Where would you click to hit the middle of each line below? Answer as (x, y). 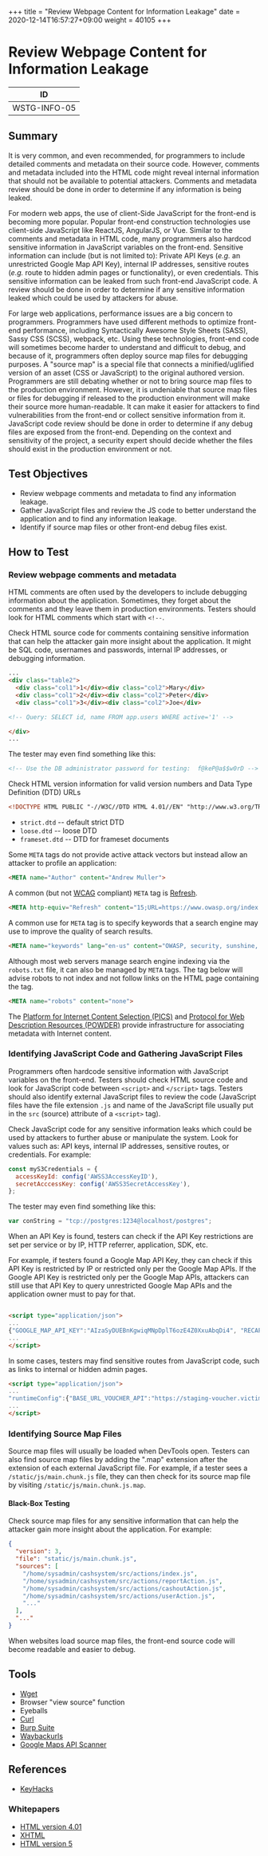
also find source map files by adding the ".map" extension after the (118, 1460)
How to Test (39, 552)
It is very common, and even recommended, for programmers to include (127, 155)
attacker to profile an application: (63, 863)
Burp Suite (37, 1727)
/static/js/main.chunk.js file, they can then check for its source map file (130, 1477)
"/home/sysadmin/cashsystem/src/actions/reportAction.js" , (123, 1581)
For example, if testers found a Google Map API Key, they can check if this (130, 1260)
